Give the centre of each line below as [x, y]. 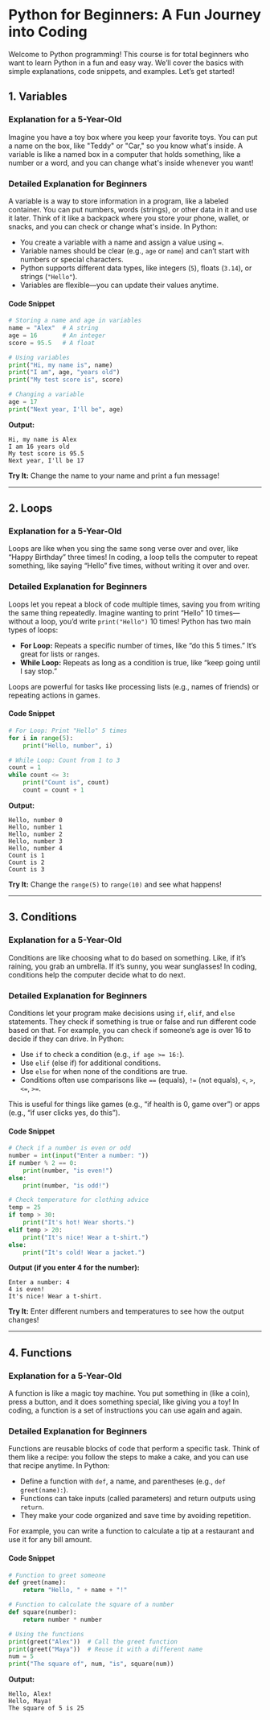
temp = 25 [25, 1208]
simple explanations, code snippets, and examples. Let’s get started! [121, 71]
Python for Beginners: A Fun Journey [135, 15]
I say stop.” [39, 671]
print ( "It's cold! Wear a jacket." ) [84, 1253]
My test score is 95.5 [46, 453]
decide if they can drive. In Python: [66, 1039]
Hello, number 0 [35, 820]
